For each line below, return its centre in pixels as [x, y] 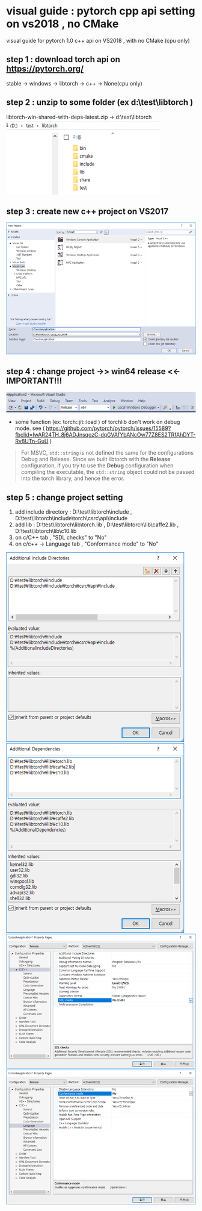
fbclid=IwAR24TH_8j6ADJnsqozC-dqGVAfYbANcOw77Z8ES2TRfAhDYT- [105, 435]
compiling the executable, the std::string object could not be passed [108, 472]
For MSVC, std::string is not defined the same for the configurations [107, 453]
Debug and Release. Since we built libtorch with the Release [96, 459]
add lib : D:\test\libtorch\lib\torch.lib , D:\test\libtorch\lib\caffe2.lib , [97, 525]
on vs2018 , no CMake [63, 24]
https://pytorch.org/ [45, 69]
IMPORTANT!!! [34, 381]
